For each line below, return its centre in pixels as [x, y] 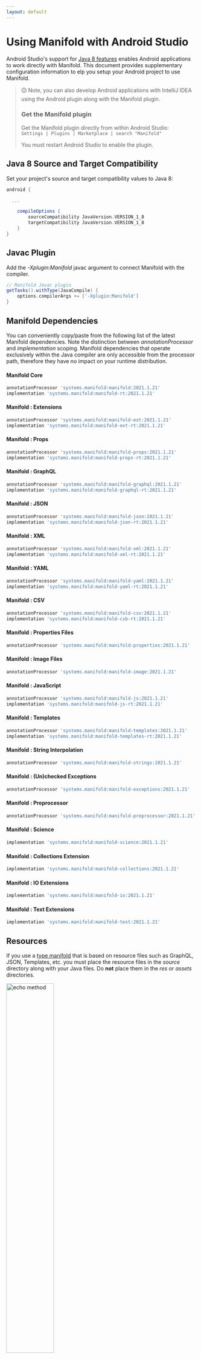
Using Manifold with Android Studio [97, 42]
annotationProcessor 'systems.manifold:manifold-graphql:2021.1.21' [94, 484]
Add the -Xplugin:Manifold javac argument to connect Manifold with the [95, 267]
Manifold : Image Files [34, 659]
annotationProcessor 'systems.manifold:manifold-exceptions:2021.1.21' [98, 789]
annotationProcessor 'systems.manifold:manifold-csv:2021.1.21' [89, 613]
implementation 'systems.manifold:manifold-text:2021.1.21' [84, 922]
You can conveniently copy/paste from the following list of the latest [91, 335]
